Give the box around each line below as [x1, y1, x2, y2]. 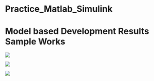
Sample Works [5, 36, 66, 47]
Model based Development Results [5, 26, 150, 37]
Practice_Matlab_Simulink [5, 3, 113, 15]
